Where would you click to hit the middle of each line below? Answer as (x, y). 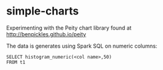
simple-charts (43, 11)
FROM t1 (16, 62)
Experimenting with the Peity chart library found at (69, 28)
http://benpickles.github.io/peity (46, 34)
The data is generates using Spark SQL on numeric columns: (82, 46)
